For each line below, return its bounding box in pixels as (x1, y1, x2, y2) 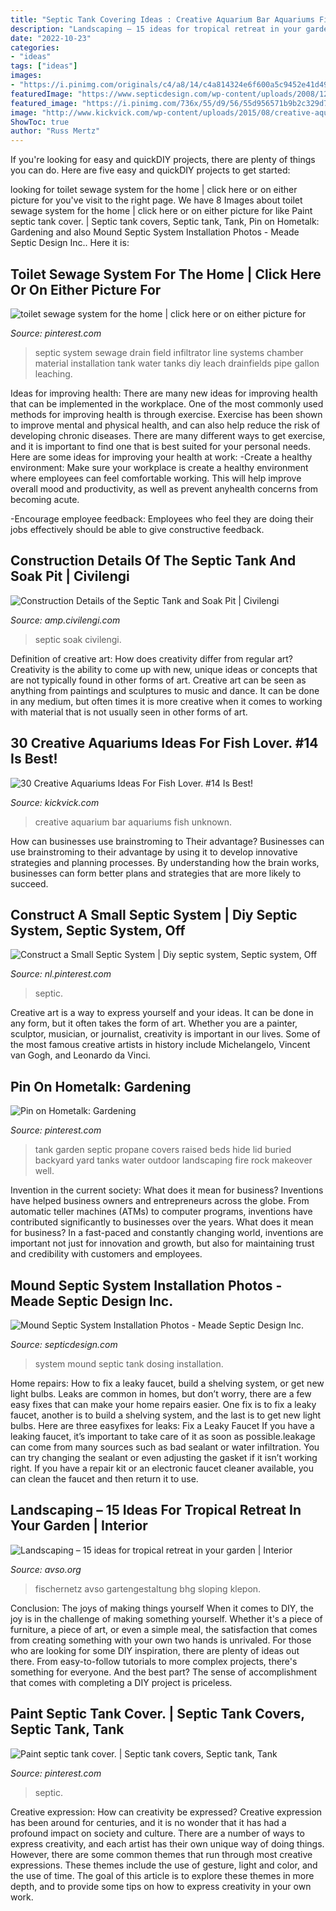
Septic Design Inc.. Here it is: (10, 237, 130, 249)
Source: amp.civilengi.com (10, 614, 121, 626)
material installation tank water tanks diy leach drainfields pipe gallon (34, 357, 320, 369)
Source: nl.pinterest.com (10, 968, 112, 980)
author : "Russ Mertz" (10, 126, 101, 136)
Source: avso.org (10, 1563, 82, 1575)
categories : (10, 42, 60, 53)
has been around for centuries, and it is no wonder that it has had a (10, 1816, 287, 1828)
